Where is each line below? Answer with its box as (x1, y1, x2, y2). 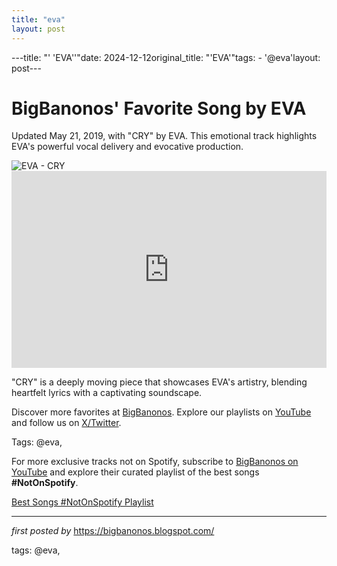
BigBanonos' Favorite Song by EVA (11, 97, 307, 120)
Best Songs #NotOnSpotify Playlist (11, 496, 154, 508)
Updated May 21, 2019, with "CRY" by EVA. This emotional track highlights (11, 130, 318, 142)
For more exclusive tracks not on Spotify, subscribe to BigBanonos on (11, 456, 299, 468)
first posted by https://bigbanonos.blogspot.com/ (11, 525, 215, 537)
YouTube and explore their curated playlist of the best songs (11, 466, 260, 478)
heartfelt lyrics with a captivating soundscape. (11, 387, 203, 399)
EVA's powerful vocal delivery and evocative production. (11, 141, 244, 153)
